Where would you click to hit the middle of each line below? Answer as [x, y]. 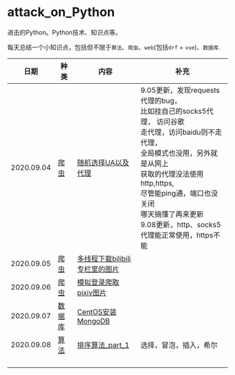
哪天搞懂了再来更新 [172, 214]
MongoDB [93, 321]
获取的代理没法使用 [172, 174]
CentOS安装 [97, 311]
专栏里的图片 [98, 269]
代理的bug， [161, 101]
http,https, [157, 183]
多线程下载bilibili [104, 258]
